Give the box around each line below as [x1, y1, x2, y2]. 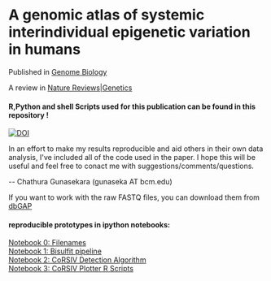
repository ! [8, 110, 49, 119]
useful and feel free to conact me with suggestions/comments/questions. [8, 161, 255, 171]
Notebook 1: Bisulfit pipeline [8, 246, 102, 257]
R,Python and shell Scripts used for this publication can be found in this [8, 102, 256, 111]
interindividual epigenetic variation [8, 23, 251, 41]
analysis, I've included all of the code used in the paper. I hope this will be [8, 153, 256, 162]
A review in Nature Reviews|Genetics [8, 83, 133, 93]
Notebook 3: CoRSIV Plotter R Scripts [8, 264, 134, 274]
